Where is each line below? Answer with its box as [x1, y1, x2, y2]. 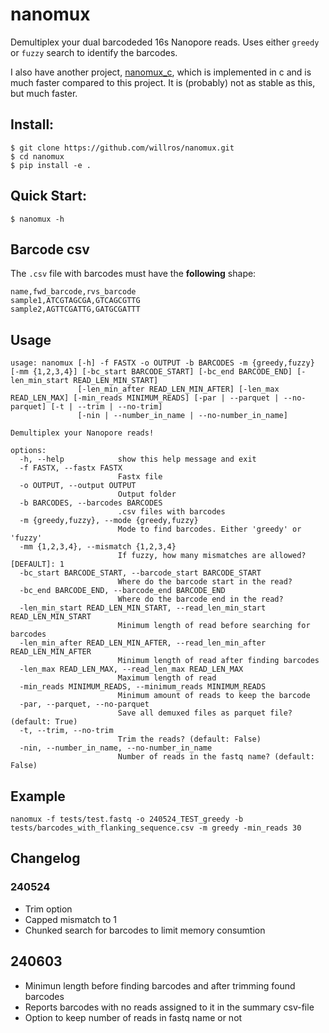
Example [10, 788, 66, 805]
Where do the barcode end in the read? [117, 594, 284, 605]
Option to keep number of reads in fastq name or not [24, 1011, 243, 1023]
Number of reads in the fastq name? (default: [117, 752, 315, 762]
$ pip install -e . [10, 160, 92, 170]
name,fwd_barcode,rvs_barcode [10, 287, 137, 297]
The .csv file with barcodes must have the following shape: [10, 268, 257, 280]
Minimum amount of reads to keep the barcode [117, 691, 311, 701]
